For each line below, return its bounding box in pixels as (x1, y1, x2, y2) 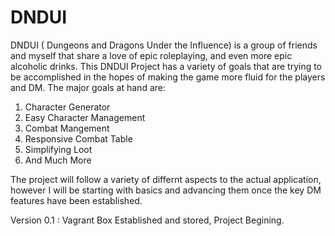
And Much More (24, 154, 92, 166)
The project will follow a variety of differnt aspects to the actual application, (10, 173, 322, 185)
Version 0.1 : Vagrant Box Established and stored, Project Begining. (10, 214, 285, 226)
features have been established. (10, 194, 143, 206)
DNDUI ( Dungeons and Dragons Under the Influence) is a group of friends (10, 39, 318, 51)
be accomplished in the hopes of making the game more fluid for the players (10, 71, 326, 83)
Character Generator (24, 101, 111, 113)
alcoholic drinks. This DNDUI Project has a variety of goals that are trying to (10, 60, 323, 72)
